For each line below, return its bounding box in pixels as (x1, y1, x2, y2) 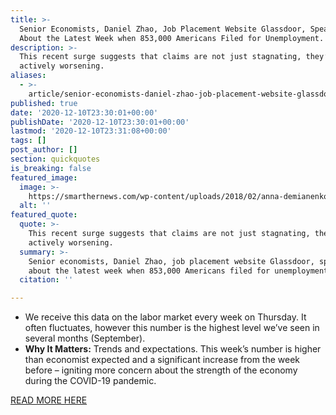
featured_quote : (10, 210, 78, 220)
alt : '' (19, 201, 52, 211)
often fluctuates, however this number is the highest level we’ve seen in (24, 322, 320, 334)
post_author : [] (10, 145, 78, 155)
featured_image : (10, 172, 78, 183)
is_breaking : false (10, 163, 92, 173)
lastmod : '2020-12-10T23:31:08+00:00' (10, 126, 172, 136)
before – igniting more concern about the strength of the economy (24, 364, 298, 376)
